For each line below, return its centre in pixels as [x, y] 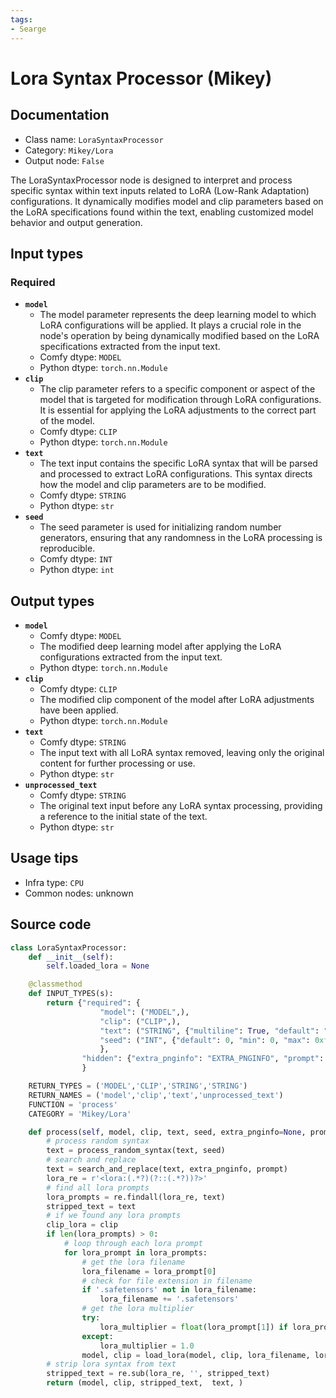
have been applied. [79, 710]
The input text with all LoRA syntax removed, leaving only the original [182, 752]
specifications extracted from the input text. [130, 347]
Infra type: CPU [54, 882]
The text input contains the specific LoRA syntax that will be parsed [178, 463]
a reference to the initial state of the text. [123, 816]
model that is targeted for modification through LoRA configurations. [180, 400]
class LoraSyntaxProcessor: [69, 947]
